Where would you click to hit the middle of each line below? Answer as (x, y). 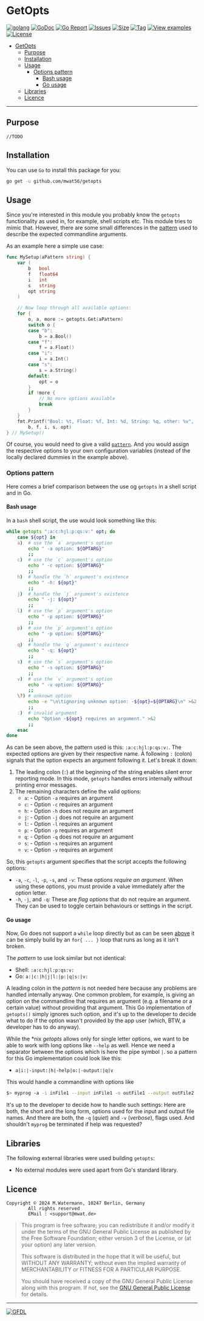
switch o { (42, 325)
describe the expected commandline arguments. (67, 234)
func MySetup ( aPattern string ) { (49, 257)
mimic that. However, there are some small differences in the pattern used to (102, 228)
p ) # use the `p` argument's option (65, 628)
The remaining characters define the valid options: (78, 792)
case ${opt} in (36, 537)
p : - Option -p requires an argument (69, 831)
